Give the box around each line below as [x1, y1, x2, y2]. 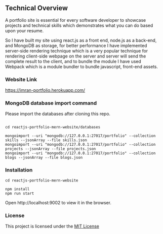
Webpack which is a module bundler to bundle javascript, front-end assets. [5, 63, 158, 69]
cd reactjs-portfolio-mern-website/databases [5, 125, 100, 130]
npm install [5, 186, 30, 191]
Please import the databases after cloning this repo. [5, 111, 111, 117]
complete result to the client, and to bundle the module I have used [5, 58, 142, 64]
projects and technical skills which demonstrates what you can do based [5, 22, 153, 28]
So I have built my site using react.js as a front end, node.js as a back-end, [5, 37, 157, 43]
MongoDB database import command [5, 100, 97, 107]
